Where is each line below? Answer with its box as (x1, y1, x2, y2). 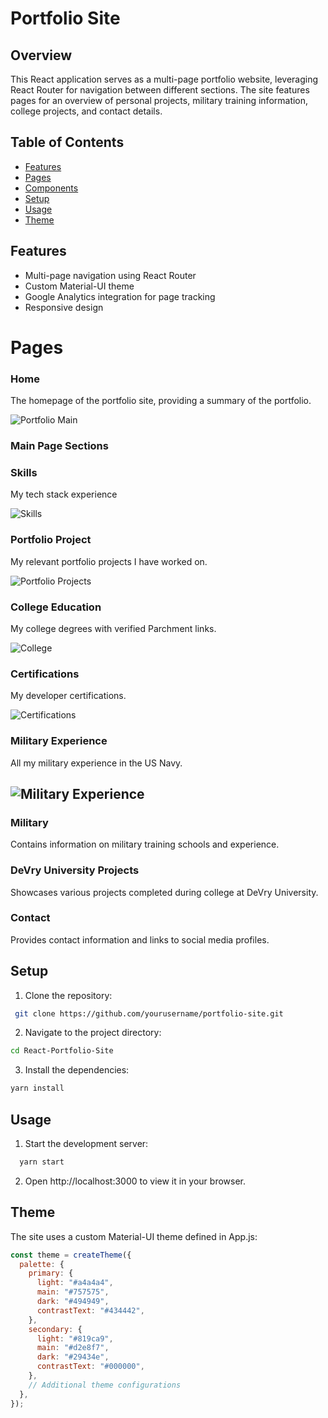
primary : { (28, 1268, 74, 1279)
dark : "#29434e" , (36, 1352, 110, 1362)
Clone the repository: (24, 989, 113, 1001)
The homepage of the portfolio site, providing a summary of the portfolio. (10, 395, 312, 407)
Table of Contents (10, 134, 125, 151)
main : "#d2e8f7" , (36, 1343, 110, 1353)
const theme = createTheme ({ (10, 1250, 132, 1260)
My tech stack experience (10, 488, 118, 501)
